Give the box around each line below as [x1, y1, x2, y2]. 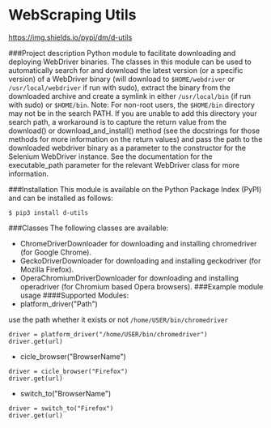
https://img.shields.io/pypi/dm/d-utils [8, 32, 133, 42]
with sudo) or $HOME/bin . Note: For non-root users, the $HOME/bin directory [8, 100, 255, 109]
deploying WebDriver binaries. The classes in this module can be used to [8, 57, 252, 66]
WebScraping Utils [8, 6, 137, 24]
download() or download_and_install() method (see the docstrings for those [8, 126, 260, 135]
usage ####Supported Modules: [19, 290, 129, 300]
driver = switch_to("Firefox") [8, 404, 114, 413]
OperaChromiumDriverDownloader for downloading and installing [19, 273, 239, 283]
